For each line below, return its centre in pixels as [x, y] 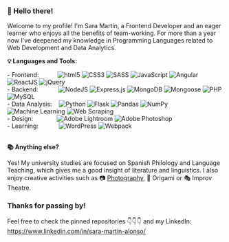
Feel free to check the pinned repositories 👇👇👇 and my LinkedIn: [99, 221]
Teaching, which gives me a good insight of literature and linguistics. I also [113, 170]
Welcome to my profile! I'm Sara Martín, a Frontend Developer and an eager [114, 26]
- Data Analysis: [30, 104]
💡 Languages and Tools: [42, 61]
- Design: [20, 119]
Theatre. [19, 188]
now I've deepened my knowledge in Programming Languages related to [110, 41]
